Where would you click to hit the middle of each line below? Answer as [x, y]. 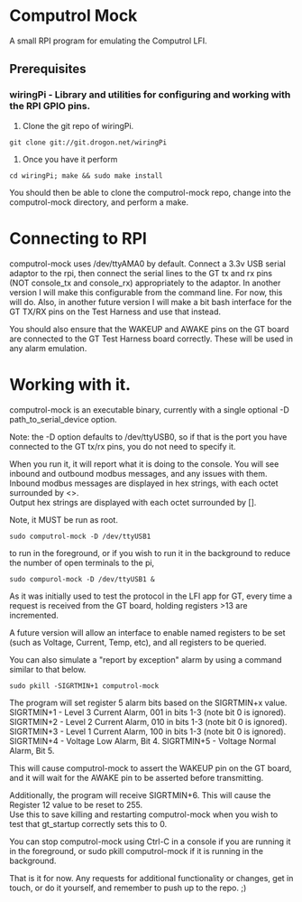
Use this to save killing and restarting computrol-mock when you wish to [144, 814]
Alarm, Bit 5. [32, 750]
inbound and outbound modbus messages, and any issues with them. [138, 473]
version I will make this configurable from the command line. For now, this [146, 292]
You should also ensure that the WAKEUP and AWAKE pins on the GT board [150, 329]
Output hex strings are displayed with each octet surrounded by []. [133, 502]
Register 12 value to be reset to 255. [76, 804]
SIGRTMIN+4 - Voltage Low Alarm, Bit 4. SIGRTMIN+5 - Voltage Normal [143, 740]
